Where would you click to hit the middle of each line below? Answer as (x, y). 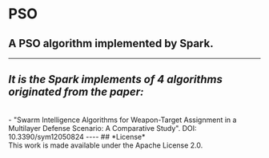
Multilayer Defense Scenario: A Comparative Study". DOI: (103, 128)
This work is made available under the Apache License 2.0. (106, 145)
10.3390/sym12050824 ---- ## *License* (77, 136)
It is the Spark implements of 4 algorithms (115, 79)
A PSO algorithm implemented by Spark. (111, 43)
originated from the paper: (76, 92)
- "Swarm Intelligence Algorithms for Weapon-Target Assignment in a (122, 120)
